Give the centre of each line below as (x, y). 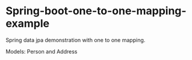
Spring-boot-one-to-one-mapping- (96, 11)
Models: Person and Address (42, 51)
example (28, 23)
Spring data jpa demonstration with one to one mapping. (76, 40)
